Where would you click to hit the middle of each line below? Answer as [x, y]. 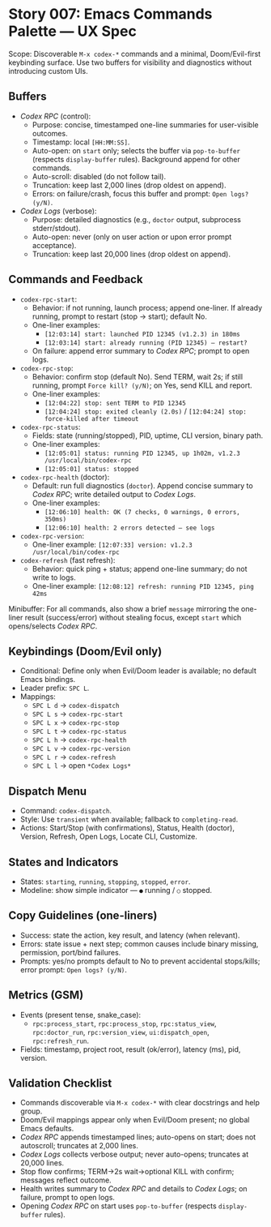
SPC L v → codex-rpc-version [81, 749]
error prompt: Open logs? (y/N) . [74, 969]
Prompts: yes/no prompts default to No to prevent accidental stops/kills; [140, 961]
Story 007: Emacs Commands [110, 14]
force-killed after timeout [91, 418]
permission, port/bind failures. [70, 952]
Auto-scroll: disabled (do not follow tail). [99, 176]
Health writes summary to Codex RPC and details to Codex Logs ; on [134, 1189]
